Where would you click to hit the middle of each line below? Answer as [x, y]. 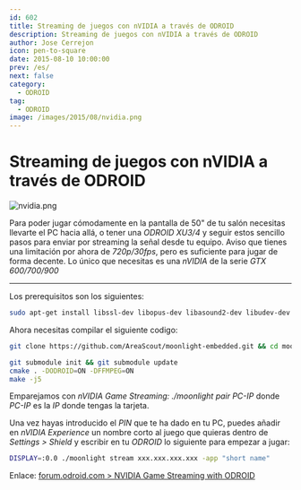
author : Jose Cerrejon [52, 43]
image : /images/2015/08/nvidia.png [76, 117]
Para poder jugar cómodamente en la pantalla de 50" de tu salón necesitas [147, 223]
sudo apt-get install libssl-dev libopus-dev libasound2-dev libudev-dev [150, 313]
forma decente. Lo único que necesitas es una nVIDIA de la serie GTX [138, 262]
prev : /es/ [30, 68]
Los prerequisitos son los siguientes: [77, 297]
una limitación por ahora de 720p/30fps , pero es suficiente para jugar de [144, 252]
